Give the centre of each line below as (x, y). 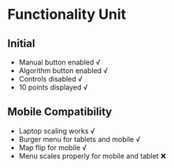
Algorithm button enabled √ (63, 71)
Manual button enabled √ (59, 62)
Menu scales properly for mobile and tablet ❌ (92, 155)
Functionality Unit (67, 15)
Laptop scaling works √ (57, 130)
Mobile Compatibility (60, 112)
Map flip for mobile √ (53, 148)
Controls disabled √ (51, 79)
